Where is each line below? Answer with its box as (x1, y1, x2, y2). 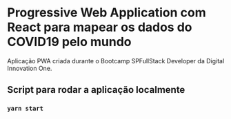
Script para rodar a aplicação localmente (7, 84, 185, 96)
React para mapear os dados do (7, 19, 192, 35)
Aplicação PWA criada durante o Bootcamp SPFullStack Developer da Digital (7, 56, 225, 65)
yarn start (7, 105, 43, 113)
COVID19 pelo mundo (7, 34, 132, 50)
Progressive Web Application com (7, 5, 206, 21)
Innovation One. (7, 64, 52, 72)
